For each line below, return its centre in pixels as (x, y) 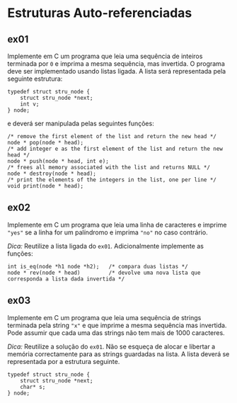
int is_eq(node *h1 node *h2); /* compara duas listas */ (98, 266)
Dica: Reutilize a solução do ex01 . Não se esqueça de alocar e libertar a (111, 346)
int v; (30, 104)
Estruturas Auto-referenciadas (100, 13)
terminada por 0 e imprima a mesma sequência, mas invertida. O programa (116, 64)
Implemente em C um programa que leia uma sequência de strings (104, 317)
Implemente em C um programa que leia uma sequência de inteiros (105, 56)
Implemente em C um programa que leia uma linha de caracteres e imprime (117, 225)
